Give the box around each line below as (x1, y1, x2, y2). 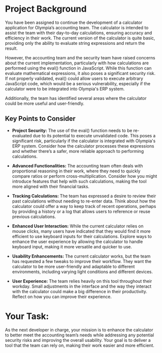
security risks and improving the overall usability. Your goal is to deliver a (5, 337, 151, 343)
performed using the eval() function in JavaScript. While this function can (5, 65, 152, 71)
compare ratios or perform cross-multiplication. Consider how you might (12, 173, 158, 179)
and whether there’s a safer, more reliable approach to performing (12, 148, 144, 154)
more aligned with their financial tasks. (12, 184, 90, 189)
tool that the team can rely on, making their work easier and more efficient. (5, 342, 154, 348)
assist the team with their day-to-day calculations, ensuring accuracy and (5, 30, 152, 36)
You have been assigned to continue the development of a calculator (5, 19, 143, 25)
